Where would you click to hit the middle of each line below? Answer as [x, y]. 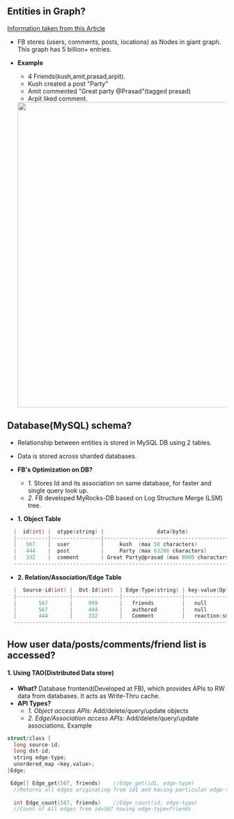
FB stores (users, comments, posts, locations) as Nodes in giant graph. [119, 42]
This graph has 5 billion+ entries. [64, 49]
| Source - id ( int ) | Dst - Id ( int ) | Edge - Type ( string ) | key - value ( [117, 590]
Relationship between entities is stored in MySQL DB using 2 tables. [115, 442]
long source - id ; [37, 745]
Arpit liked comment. [58, 98]
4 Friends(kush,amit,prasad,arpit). [77, 76]
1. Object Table [39, 518]
